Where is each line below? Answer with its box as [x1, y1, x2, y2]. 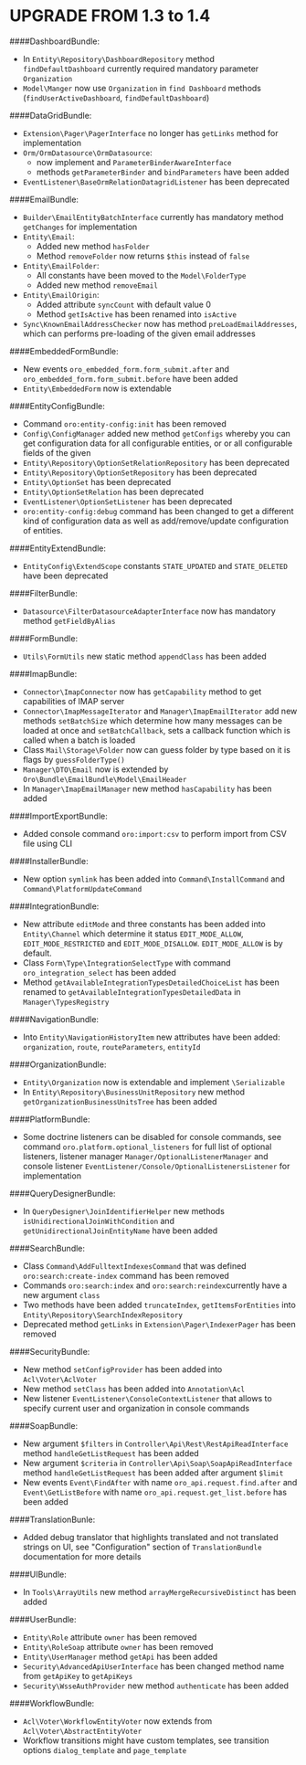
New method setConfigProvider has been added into [22, 1363, 223, 1375]
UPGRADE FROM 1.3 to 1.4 [9, 5, 211, 26]
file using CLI [22, 838, 73, 849]
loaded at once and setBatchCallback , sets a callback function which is [22, 724, 290, 735]
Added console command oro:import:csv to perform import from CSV [22, 828, 288, 839]
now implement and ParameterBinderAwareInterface [36, 156, 232, 167]
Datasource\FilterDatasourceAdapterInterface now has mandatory [22, 605, 276, 617]
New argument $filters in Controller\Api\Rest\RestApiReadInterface [22, 1438, 289, 1449]
